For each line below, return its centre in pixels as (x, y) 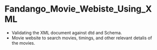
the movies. (23, 43)
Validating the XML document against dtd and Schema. (67, 33)
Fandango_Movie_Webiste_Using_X (78, 9)
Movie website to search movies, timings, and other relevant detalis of (82, 38)
